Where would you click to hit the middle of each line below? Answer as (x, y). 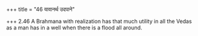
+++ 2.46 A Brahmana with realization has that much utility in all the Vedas (99, 21)
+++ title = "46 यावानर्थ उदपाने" (41, 9)
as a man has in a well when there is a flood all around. (74, 28)
